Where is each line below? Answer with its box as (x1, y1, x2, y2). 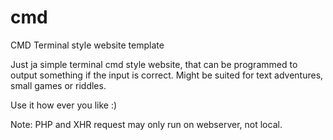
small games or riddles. (10, 79, 107, 91)
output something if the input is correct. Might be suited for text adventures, (10, 69, 324, 81)
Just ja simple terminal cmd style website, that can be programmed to (10, 58, 298, 70)
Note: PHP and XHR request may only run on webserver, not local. (10, 118, 283, 130)
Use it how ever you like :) (10, 99, 118, 111)
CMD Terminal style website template (10, 39, 165, 51)
